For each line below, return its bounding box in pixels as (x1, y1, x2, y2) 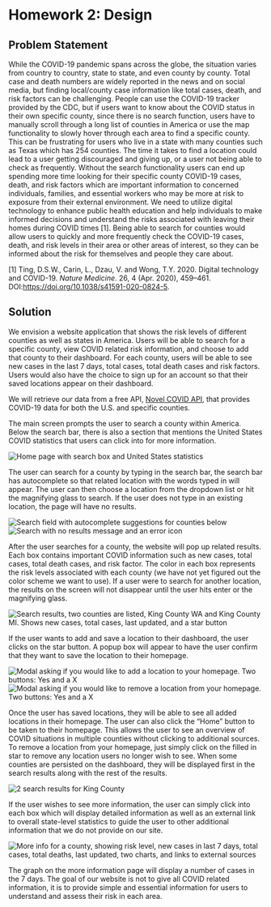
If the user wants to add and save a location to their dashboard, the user (8, 633, 249, 643)
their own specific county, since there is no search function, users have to (8, 111, 256, 121)
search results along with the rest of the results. (8, 768, 167, 777)
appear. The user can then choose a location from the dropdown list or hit (8, 484, 255, 494)
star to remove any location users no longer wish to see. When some (8, 751, 237, 760)
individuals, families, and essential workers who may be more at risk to (8, 189, 244, 198)
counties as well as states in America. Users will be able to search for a (8, 335, 245, 345)
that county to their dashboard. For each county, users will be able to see (8, 353, 252, 362)
